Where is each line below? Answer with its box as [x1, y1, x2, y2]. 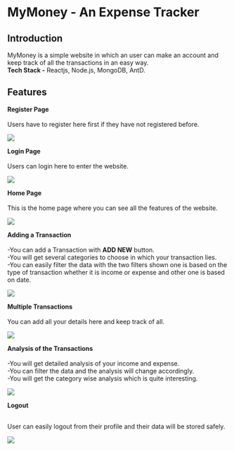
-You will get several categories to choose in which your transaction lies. [7, 253, 217, 261]
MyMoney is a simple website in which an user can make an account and [7, 51, 219, 59]
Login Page [7, 147, 41, 155]
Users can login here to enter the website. [7, 161, 129, 170]
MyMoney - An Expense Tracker [7, 4, 200, 20]
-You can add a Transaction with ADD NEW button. [7, 245, 155, 254]
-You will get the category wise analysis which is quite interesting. [7, 374, 198, 383]
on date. [7, 276, 32, 284]
